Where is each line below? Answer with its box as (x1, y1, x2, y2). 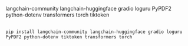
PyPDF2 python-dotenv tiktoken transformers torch (5, 34, 133, 40)
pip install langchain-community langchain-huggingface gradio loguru (5, 29, 183, 35)
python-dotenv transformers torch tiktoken (5, 11, 110, 18)
